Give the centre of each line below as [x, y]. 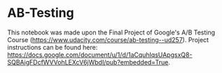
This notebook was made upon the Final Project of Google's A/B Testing [111, 32]
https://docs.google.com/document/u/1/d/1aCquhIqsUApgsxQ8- [100, 55]
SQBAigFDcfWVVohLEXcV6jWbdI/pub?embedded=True [88, 62]
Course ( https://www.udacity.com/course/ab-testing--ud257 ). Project [108, 39]
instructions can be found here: [53, 47]
